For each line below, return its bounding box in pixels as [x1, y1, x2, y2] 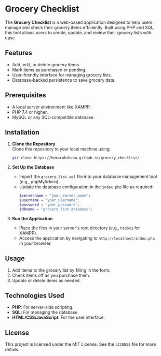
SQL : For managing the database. [12, 310, 79, 315]
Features [5, 49, 32, 57]
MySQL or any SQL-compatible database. [12, 114, 95, 120]
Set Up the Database [12, 164, 54, 170]
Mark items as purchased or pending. [12, 67, 87, 73]
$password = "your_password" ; [19, 202, 80, 207]
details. [5, 347, 20, 353]
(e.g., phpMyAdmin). [19, 179, 60, 185]
